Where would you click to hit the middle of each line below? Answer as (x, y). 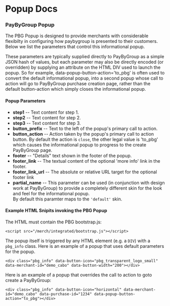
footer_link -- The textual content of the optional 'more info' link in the (86, 161)
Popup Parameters (25, 101)
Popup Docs (31, 9)
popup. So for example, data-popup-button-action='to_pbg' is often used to (85, 73)
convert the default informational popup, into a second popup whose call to (84, 78)
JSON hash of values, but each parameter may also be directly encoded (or (84, 62)
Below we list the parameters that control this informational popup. (75, 47)
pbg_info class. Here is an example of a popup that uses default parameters (85, 246)
